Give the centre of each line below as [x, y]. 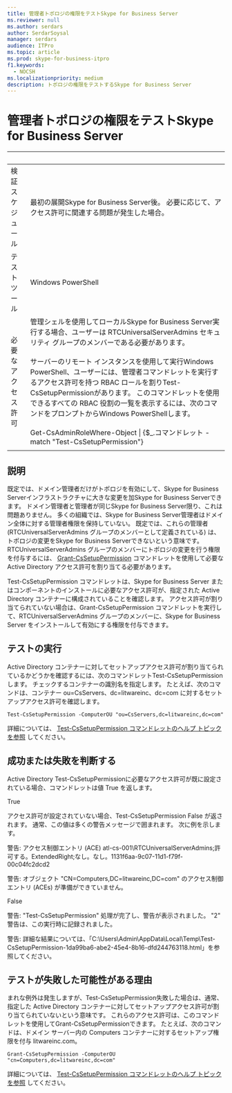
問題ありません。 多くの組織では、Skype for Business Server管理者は [106, 515]
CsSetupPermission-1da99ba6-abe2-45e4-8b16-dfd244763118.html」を [110, 947]
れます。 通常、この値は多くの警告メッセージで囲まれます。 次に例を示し [111, 824]
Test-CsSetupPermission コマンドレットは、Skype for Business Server [108, 582]
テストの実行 [35, 649]
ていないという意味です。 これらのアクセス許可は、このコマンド [128, 1015]
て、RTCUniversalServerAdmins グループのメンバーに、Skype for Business [114, 616]
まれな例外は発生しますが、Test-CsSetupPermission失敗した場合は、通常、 [115, 998]
